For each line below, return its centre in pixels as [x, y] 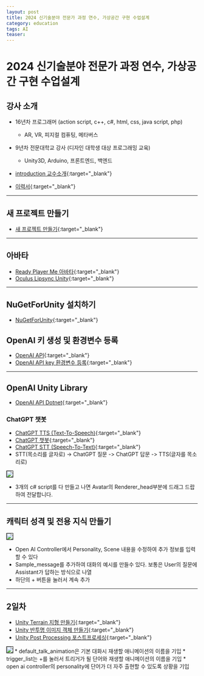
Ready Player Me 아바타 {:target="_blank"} [67, 271]
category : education [32, 23]
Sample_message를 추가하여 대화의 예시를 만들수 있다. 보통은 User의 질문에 [106, 565]
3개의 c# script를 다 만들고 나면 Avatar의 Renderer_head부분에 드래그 [99, 487]
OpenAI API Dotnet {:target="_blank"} [61, 403]
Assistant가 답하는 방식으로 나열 [53, 572]
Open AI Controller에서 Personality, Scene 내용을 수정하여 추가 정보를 [100, 549]
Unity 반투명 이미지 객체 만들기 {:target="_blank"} [74, 630]
